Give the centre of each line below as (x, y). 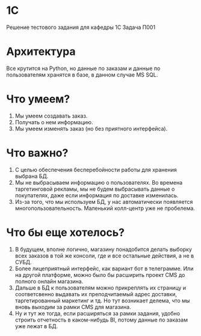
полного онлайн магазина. (49, 281)
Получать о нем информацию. (54, 122)
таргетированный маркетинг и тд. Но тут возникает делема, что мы (102, 300)
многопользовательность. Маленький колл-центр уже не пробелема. (105, 208)
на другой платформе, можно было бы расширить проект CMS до (100, 274)
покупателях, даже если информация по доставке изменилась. (97, 195)
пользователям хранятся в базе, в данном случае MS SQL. (82, 74)
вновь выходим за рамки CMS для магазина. (73, 307)
